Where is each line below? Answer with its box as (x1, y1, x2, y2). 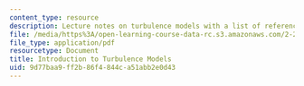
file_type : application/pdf (9, 38, 116, 47)
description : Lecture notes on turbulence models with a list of (9, 21, 261, 30)
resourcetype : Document (9, 47, 100, 56)
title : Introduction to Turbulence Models (9, 55, 172, 64)
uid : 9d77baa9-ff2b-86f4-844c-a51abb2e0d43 (9, 64, 176, 73)
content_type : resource (9, 13, 100, 22)
